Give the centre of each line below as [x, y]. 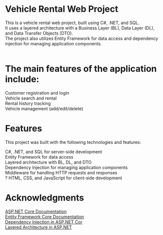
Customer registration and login [37, 93]
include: [22, 79]
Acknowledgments [45, 198]
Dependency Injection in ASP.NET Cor [44, 222]
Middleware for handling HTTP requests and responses [61, 172]
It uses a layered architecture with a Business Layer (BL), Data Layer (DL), [80, 28]
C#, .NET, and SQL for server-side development [54, 152]
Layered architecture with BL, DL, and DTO [49, 162]
